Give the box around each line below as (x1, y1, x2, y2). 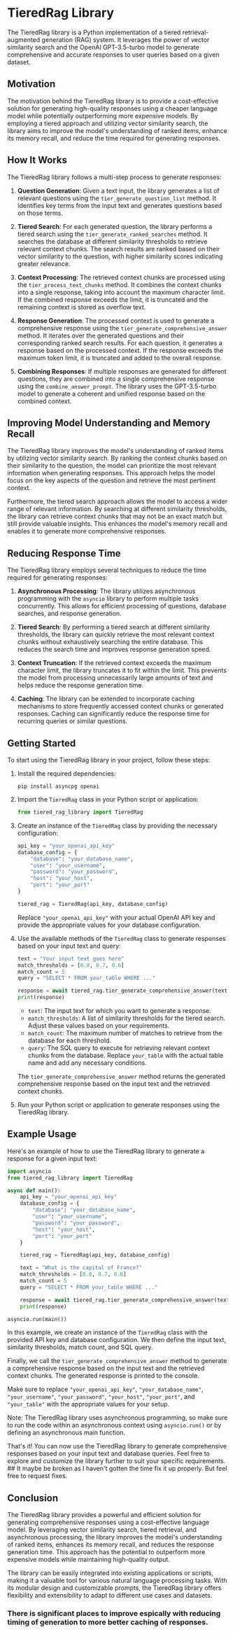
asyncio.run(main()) (7, 1315, 68, 1322)
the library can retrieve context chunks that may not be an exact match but (7, 512, 222, 521)
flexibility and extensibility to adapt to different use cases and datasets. (7, 1591, 213, 1600)
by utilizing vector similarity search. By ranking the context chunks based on (7, 454, 227, 463)
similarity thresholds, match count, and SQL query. (7, 1343, 153, 1352)
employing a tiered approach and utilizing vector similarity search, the (7, 119, 208, 127)
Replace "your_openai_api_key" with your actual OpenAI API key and (17, 913, 215, 921)
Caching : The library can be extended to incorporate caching (17, 694, 195, 703)
